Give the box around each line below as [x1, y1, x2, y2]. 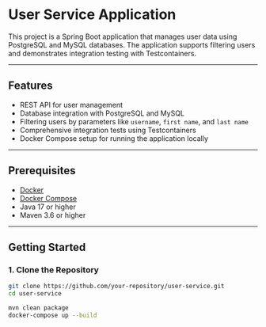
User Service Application [8, 6, 177, 24]
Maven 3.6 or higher [19, 210, 86, 219]
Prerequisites [8, 164, 76, 177]
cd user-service [8, 290, 62, 298]
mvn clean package [8, 304, 69, 312]
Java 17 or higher [19, 202, 77, 211]
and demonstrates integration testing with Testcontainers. [8, 48, 196, 58]
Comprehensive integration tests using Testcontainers [19, 125, 196, 135]
